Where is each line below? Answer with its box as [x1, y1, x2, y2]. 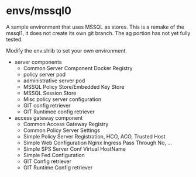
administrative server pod [23, 77, 85, 84]
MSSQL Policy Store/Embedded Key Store [23, 83, 125, 90]
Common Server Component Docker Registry [23, 64, 133, 71]
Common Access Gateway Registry [23, 120, 109, 127]
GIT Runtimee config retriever [23, 108, 95, 115]
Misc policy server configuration [23, 95, 102, 103]
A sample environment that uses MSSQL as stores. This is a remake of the [6, 23, 184, 30]
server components [14, 58, 62, 65]
